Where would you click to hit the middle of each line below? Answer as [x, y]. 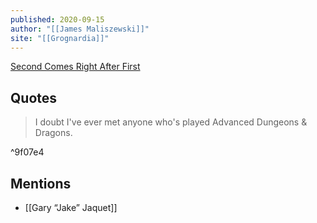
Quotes [34, 97]
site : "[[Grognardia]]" [60, 38]
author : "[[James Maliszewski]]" [80, 29]
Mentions [41, 183]
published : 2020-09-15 [57, 19]
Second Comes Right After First [75, 67]
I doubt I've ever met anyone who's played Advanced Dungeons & [171, 122]
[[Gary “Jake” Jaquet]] [71, 207]
